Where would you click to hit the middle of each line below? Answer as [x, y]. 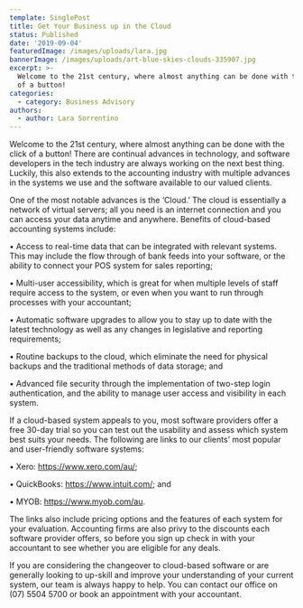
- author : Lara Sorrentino [68, 118]
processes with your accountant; [70, 303]
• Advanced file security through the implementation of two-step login [140, 384]
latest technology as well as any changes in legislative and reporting [136, 330]
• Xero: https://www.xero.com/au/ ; [73, 467]
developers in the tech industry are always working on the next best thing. [147, 164]
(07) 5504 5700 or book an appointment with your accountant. [125, 594]
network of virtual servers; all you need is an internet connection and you [145, 210]
